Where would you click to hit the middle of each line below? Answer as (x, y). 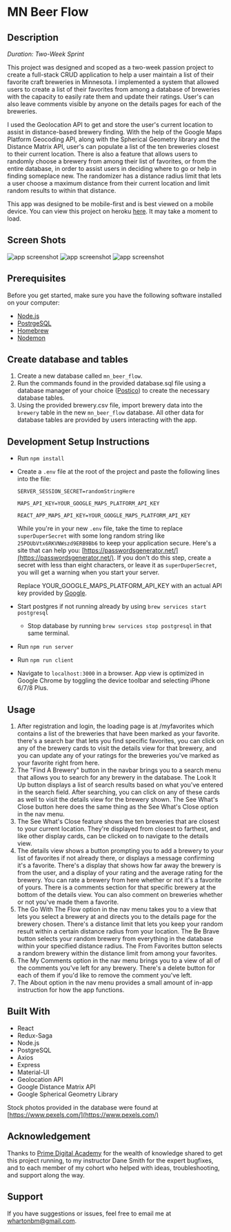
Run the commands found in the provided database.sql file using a (111, 383)
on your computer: (33, 302)
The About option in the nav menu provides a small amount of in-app (115, 982)
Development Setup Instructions (78, 442)
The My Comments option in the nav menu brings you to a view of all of (119, 961)
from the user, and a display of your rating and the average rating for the (120, 873)
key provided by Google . (52, 593)
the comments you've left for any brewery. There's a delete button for (116, 968)
